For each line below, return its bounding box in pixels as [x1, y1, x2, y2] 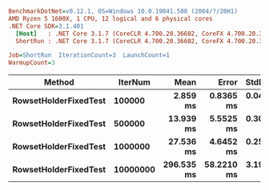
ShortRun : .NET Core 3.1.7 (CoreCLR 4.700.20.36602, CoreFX [15, 37, 224, 45]
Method [43, 77, 74, 88]
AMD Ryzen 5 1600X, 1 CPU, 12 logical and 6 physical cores [8, 14, 214, 22]
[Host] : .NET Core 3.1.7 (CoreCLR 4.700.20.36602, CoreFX [15, 30, 224, 38]
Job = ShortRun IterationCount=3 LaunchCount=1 [8, 51, 171, 60]
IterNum [118, 77, 151, 88]
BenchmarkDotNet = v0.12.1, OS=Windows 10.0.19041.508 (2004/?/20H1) [8, 7, 239, 15]
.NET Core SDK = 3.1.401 [8, 22, 84, 30]
